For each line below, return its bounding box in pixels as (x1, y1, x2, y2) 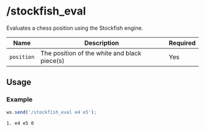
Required (168, 38, 196, 47)
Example (6, 95, 33, 104)
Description (84, 38, 119, 47)
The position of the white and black (40, 49, 142, 57)
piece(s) (40, 56, 65, 65)
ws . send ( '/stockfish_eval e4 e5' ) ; (6, 109, 97, 115)
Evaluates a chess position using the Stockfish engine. (6, 24, 143, 32)
